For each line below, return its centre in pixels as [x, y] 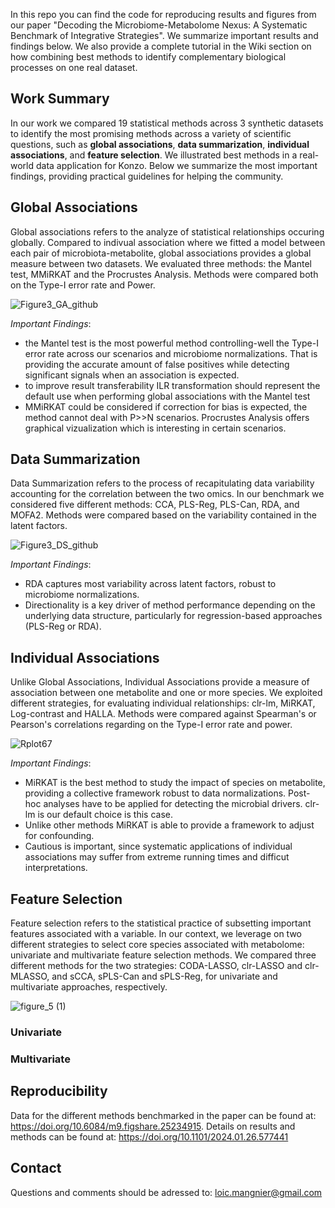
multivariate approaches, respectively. [89, 987]
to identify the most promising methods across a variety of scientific [151, 133]
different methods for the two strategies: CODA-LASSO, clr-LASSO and [156, 966]
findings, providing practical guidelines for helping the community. [147, 176]
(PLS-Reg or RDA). [63, 626]
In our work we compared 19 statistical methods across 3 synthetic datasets [167, 123]
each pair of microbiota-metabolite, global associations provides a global [161, 253]
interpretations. [56, 868]
